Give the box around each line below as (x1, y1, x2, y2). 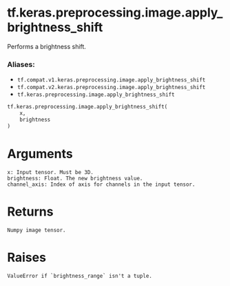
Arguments (7, 146, 74, 162)
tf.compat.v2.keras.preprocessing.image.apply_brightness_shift (17, 84, 206, 91)
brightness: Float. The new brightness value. (7, 175, 143, 182)
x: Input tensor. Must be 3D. (7, 169, 94, 175)
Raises (7, 249, 47, 265)
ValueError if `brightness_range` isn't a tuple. (7, 272, 153, 279)
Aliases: (7, 59, 36, 69)
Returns (7, 204, 54, 219)
